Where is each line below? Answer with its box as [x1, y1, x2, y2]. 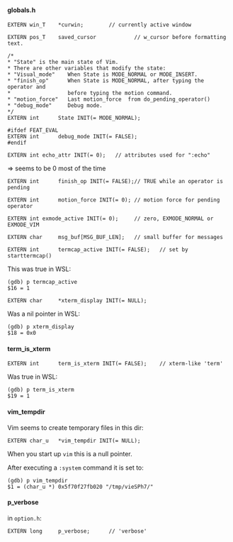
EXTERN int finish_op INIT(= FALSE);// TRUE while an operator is [7, 178, 223, 185]
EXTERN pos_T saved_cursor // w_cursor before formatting [7, 34, 227, 41]
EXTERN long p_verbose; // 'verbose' [7, 527, 147, 535]
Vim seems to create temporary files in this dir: [7, 423, 144, 432]
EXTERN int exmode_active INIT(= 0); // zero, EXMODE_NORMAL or [7, 215, 214, 223]
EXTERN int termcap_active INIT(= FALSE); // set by [7, 246, 189, 253]
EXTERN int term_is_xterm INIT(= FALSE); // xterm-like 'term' [7, 360, 223, 367]
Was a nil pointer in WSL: [7, 309, 80, 319]
